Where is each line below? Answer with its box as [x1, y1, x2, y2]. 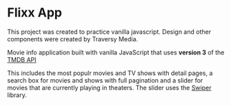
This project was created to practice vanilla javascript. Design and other [7, 28, 212, 36]
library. [7, 91, 28, 99]
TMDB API [7, 55, 37, 63]
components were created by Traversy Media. [7, 34, 139, 43]
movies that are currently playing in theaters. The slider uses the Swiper [7, 83, 212, 92]
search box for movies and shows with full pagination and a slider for [7, 76, 203, 84]
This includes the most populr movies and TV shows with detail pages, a [7, 69, 213, 77]
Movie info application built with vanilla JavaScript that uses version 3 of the [7, 48, 225, 56]
